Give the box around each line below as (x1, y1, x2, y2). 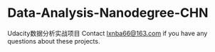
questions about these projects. (7, 37, 100, 45)
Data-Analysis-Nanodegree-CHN (7, 5, 209, 21)
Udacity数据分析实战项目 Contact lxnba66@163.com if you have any (7, 29, 208, 37)
